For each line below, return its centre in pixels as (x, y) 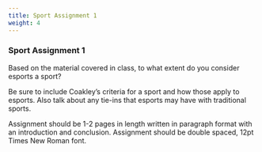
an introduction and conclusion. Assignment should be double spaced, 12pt (131, 132)
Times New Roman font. (47, 140)
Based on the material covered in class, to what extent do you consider (124, 67)
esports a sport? (35, 76)
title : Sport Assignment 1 (53, 15)
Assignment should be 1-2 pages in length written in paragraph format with (130, 123)
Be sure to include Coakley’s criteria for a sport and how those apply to (124, 91)
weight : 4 (25, 23)
